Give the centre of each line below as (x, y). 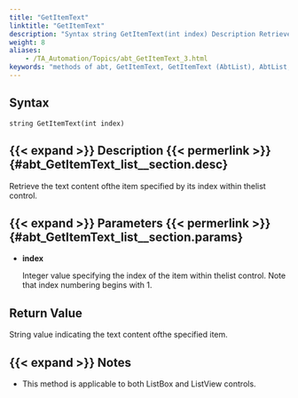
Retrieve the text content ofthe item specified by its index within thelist (137, 186)
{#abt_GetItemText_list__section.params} (126, 237)
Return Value (46, 313)
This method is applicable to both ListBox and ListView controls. (139, 384)
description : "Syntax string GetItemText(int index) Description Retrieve (150, 34)
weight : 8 (27, 42)
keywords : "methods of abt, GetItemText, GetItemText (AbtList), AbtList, (150, 68)
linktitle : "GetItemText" (57, 26)
